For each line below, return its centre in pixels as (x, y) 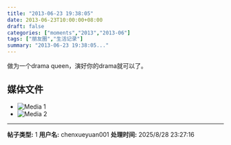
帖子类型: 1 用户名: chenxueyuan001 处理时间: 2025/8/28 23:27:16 (101, 134)
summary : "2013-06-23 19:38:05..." (58, 45)
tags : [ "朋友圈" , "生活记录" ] (45, 39)
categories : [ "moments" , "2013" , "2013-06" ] (69, 33)
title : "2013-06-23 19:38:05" (51, 13)
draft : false (26, 26)
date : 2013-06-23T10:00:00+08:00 (55, 20)
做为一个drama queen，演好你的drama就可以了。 (77, 66)
